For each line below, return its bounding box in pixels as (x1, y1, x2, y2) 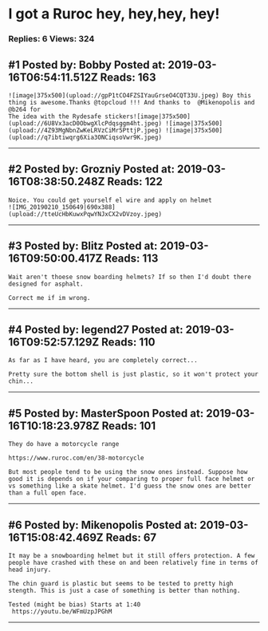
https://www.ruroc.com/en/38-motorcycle (8, 454, 145, 463)
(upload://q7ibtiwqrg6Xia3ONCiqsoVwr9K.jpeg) (8, 133, 162, 141)
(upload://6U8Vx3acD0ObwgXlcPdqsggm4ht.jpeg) (8, 119, 162, 128)
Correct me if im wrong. (8, 294, 91, 302)
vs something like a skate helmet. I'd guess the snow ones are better (8, 482, 251, 491)
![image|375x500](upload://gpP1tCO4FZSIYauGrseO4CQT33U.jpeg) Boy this (8, 91, 251, 100)
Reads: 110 (100, 335, 156, 349)
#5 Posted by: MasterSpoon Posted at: (8, 406, 204, 420)
